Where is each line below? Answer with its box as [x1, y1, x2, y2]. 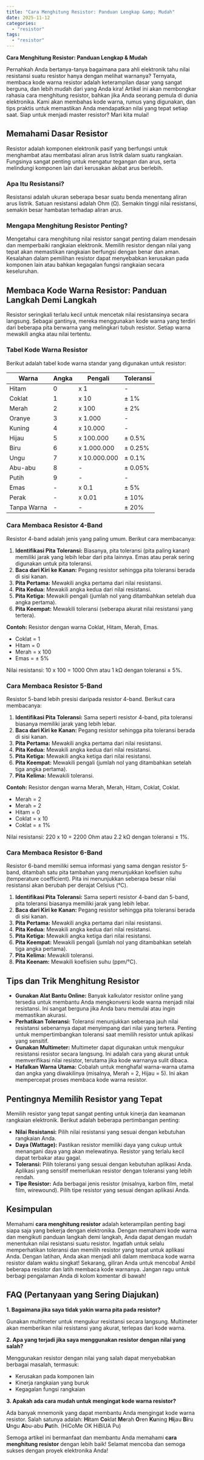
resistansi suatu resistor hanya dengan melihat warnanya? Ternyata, [6, 72, 177, 79]
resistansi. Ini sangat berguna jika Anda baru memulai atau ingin [15, 1005, 175, 1012]
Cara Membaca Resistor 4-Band [6, 521, 103, 530]
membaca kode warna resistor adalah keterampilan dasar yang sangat [6, 79, 182, 86]
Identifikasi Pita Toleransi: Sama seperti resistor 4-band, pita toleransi [15, 714, 193, 721]
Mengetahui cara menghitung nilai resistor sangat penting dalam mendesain [6, 235, 197, 242]
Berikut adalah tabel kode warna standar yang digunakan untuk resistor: [6, 359, 186, 367]
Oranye [9, 414, 30, 422]
